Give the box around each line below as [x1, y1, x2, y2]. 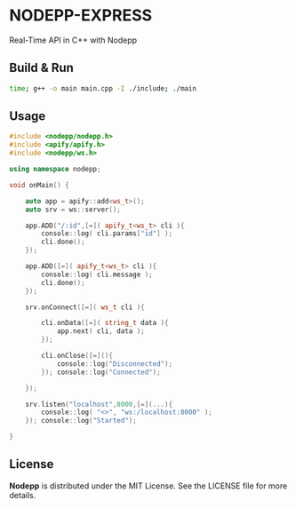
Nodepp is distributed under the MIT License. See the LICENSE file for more [9, 480, 288, 491]
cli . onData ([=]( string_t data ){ [41, 319, 169, 328]
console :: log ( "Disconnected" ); [56, 359, 173, 369]
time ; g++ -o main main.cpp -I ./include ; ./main [9, 83, 197, 93]
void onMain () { [9, 180, 69, 189]
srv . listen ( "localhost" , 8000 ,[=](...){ [25, 400, 173, 409]
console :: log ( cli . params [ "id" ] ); [41, 229, 173, 238]
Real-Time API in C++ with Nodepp [9, 35, 138, 45]
